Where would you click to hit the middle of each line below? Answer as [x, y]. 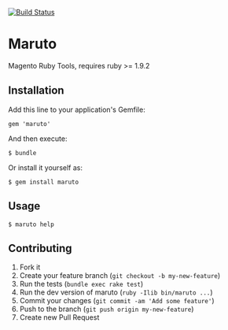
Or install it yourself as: [45, 167]
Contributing [40, 248]
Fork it [30, 267]
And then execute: [38, 139]
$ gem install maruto [44, 182]
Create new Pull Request [59, 317]
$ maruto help [31, 224]
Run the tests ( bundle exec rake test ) [81, 284]
